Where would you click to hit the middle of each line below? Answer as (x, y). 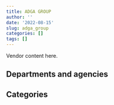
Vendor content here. (32, 56)
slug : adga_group (27, 28)
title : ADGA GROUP (29, 12)
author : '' (19, 17)
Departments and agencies (57, 74)
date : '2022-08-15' (30, 22)
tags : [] (17, 39)
